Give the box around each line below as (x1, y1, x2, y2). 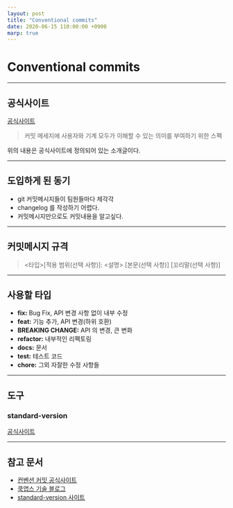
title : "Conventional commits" (7, 17, 98, 24)
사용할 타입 (7, 289, 52, 301)
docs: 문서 (17, 344, 47, 352)
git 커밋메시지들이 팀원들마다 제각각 (17, 195, 114, 203)
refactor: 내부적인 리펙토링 (17, 335, 92, 343)
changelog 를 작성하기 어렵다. (17, 203, 100, 211)
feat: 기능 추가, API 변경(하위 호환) (17, 317, 112, 326)
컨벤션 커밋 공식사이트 (17, 475, 78, 484)
